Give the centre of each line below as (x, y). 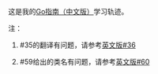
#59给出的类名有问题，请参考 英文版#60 (85, 62)
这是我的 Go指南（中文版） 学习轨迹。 (68, 11)
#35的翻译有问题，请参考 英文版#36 (77, 45)
